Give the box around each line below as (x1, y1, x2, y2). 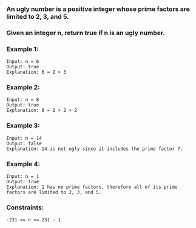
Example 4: (6, 160, 41, 168)
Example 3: (6, 122, 41, 130)
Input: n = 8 (6, 97, 39, 103)
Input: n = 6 (6, 59, 39, 65)
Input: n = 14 (6, 135, 42, 141)
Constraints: (6, 203, 44, 212)
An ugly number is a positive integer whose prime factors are (6, 5, 190, 13)
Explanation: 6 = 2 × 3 (6, 69, 67, 76)
